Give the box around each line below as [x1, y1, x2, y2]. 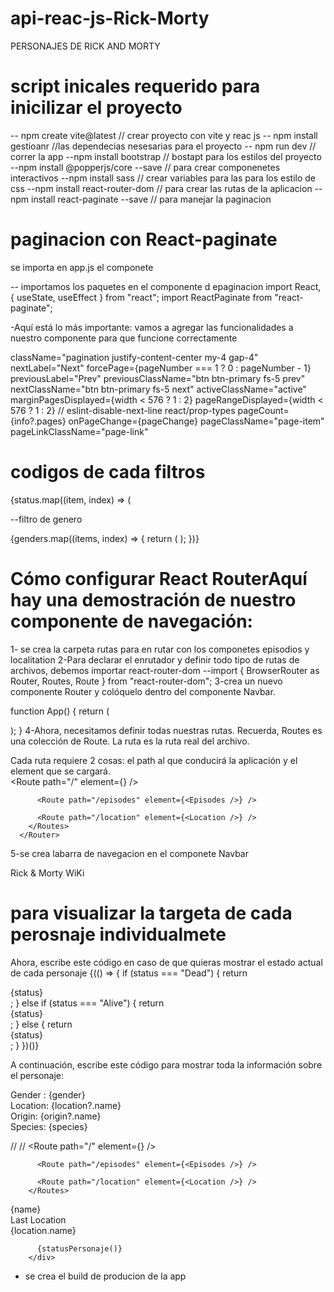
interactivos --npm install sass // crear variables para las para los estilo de [10, 172, 317, 184]
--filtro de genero [10, 513, 83, 525]
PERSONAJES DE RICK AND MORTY [10, 40, 161, 52]
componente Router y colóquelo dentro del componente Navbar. [10, 685, 276, 697]
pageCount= [237, 404, 290, 416]
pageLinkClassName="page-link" [10, 425, 149, 437]
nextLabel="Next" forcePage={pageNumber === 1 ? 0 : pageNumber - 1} [10, 362, 312, 374]
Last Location [10, 1213, 67, 1226]
